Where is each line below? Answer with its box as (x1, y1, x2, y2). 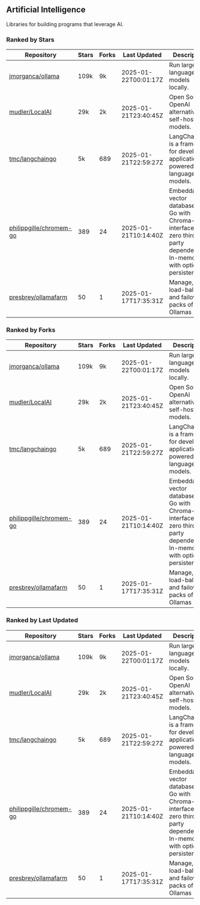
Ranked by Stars (6, 35, 55, 43)
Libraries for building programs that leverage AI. (6, 20, 124, 27)
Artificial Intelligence (6, 5, 86, 15)
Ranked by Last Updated (6, 616, 79, 625)
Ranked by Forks (6, 326, 55, 334)
